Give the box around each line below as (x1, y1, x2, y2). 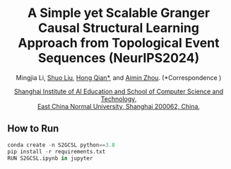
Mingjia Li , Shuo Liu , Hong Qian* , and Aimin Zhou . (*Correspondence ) (16, 73, 222, 82)
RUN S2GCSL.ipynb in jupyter (7, 154, 93, 162)
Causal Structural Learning (37, 20, 200, 36)
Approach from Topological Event (18, 35, 220, 51)
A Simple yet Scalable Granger (27, 5, 211, 21)
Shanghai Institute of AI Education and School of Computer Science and (13, 87, 224, 95)
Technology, (100, 94, 137, 103)
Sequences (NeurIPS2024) (37, 50, 200, 66)
